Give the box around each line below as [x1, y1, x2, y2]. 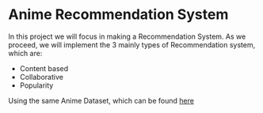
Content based [19, 63, 69, 73]
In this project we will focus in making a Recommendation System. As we [8, 32, 246, 41]
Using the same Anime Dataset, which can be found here [8, 96, 194, 105]
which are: [8, 48, 43, 58]
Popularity [19, 81, 54, 90]
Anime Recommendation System [8, 6, 229, 24]
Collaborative [19, 72, 63, 81]
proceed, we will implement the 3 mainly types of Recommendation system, [8, 40, 256, 49]
